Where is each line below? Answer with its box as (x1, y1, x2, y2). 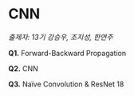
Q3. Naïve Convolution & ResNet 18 (8, 79, 124, 89)
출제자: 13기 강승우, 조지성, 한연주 (8, 32, 113, 42)
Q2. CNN (8, 63, 38, 73)
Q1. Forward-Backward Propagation (8, 48, 126, 58)
